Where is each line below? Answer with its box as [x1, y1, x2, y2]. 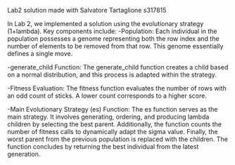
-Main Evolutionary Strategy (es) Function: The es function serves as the [7, 105, 218, 113]
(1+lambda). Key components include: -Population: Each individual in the [7, 27, 217, 35]
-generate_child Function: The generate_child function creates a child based [7, 63, 229, 71]
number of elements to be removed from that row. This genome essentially [7, 42, 224, 50]
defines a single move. [7, 49, 73, 58]
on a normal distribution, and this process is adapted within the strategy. [7, 70, 217, 79]
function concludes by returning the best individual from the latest [7, 143, 199, 150]
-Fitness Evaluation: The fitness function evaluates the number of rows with [7, 84, 227, 92]
